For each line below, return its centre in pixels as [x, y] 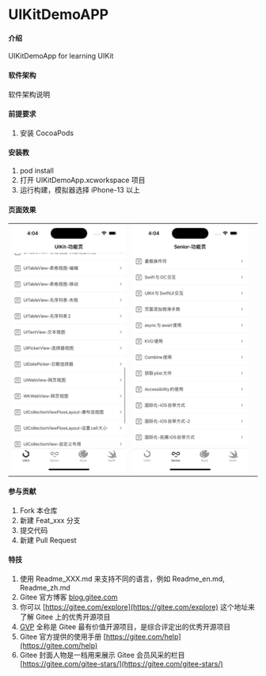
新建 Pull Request [48, 540]
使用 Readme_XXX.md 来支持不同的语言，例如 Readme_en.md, [122, 579]
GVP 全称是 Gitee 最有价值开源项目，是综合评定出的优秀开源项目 [125, 627]
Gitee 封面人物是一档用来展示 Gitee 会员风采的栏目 [102, 655]
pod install [36, 171]
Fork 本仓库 [38, 510]
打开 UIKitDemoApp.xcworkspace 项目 [82, 180]
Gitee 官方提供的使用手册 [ [63, 636]
